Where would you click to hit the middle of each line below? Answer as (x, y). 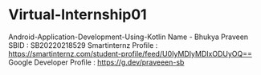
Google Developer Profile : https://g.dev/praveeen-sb (96, 62)
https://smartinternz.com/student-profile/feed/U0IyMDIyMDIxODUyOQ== (130, 53)
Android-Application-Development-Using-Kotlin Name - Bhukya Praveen (128, 37)
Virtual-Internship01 (77, 15)
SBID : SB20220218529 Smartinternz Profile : (83, 45)
